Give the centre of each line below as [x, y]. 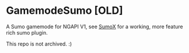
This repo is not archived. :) [39, 44]
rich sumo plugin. [27, 32]
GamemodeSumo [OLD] [65, 11]
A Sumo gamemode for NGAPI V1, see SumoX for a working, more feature [94, 26]
